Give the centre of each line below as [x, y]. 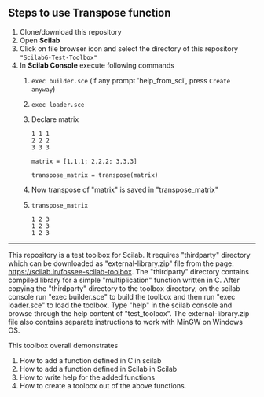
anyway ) [43, 89]
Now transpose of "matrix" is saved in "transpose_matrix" [125, 189]
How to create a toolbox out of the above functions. [103, 385]
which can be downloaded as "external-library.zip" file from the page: [121, 263]
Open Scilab [40, 40]
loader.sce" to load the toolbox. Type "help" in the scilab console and [120, 305]
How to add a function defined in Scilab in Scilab [98, 369]
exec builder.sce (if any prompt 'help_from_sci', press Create [131, 80]
